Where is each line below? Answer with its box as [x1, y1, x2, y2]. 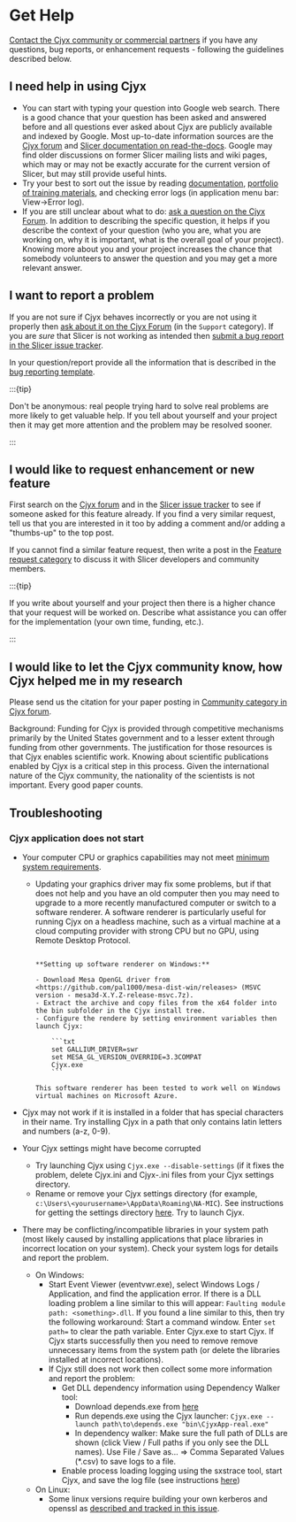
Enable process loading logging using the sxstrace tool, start [61, 1465, 283, 1476]
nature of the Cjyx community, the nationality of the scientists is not [9, 771, 255, 781]
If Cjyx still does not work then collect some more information [48, 1364, 272, 1374]
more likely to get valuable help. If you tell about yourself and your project [9, 410, 277, 420]
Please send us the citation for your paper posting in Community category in [9, 696, 287, 708]
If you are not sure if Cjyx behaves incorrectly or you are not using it [9, 311, 257, 322]
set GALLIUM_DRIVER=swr [51, 1045, 139, 1054]
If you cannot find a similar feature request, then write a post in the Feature [9, 545, 282, 556]
